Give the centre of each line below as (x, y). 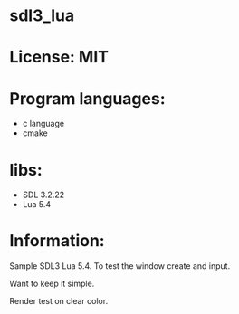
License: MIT (59, 57)
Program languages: (87, 98)
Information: (57, 241)
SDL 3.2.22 (43, 195)
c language (43, 124)
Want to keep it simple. (52, 284)
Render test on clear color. (59, 301)
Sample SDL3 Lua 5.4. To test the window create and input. (120, 266)
